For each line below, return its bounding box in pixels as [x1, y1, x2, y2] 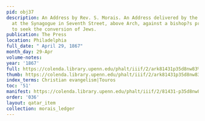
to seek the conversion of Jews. [12, 26, 97, 32]
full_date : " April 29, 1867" [6, 43, 84, 50]
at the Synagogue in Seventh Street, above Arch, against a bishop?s [12, 20, 192, 26]
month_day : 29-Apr [6, 49, 53, 55]
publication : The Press [6, 32, 67, 38]
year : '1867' [6, 60, 40, 66]
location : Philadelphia [6, 37, 67, 43]
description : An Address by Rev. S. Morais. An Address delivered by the [6, 15, 198, 21]
